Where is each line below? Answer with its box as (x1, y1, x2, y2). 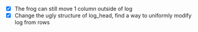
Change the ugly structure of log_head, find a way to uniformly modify (14, 12, 192, 19)
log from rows (14, 19, 50, 26)
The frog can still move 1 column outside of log (14, 5, 133, 12)
